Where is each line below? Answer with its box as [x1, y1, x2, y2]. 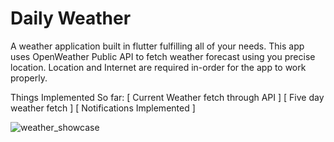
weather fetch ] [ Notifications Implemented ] [10, 102, 196, 114]
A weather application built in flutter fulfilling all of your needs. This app [10, 40, 305, 52]
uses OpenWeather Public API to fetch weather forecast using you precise [10, 50, 316, 62]
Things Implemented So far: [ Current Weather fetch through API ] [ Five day [10, 91, 325, 103]
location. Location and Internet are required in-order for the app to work [10, 61, 307, 73]
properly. [10, 72, 48, 84]
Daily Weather [10, 7, 132, 30]
